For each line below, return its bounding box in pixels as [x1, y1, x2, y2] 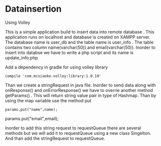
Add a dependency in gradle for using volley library [5, 64, 108, 70]
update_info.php [5, 55, 38, 60]
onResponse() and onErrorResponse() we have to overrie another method [5, 87, 153, 93]
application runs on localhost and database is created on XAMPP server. [5, 34, 151, 40]
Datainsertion [5, 3, 62, 15]
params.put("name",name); [5, 107, 58, 112]
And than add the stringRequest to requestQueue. [5, 135, 105, 141]
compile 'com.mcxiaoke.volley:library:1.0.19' [5, 73, 101, 78]
